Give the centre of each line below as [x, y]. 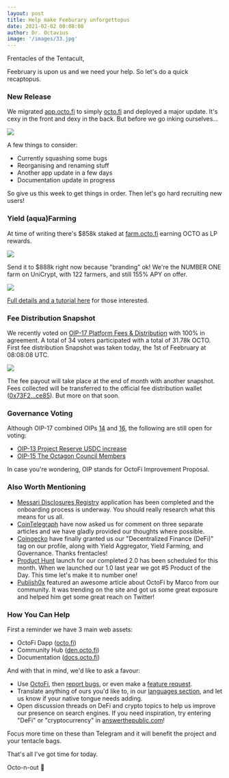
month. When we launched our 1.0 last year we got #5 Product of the [114, 568]
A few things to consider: [42, 145]
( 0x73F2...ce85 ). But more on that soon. [64, 396]
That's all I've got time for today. [53, 754]
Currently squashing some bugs [62, 158]
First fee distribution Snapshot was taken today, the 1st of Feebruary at [107, 348]
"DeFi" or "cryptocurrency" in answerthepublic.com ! [91, 720]
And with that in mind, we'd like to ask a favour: [73, 670]
